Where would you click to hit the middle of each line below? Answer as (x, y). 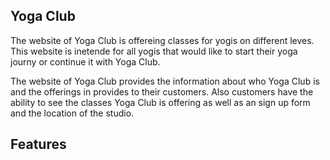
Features (38, 144)
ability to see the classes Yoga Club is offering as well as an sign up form (160, 102)
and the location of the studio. (72, 113)
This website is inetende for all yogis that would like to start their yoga (154, 51)
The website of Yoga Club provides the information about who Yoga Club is (165, 81)
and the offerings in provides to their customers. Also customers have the (162, 91)
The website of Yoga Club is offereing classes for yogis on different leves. (162, 40)
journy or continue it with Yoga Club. (85, 61)
